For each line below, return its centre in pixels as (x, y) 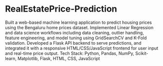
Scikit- (142, 53)
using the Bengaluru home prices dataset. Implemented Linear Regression (79, 27)
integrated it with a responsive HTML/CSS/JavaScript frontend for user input (82, 48)
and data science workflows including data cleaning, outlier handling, (75, 33)
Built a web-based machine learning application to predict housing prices (79, 22)
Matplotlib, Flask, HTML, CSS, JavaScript (59, 58)
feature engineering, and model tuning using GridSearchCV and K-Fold (76, 38)
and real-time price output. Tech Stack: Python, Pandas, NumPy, (70, 53)
